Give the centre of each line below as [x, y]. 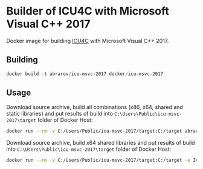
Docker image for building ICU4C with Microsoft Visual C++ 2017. [88, 41]
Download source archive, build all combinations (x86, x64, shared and [95, 107]
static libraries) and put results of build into [60, 114]
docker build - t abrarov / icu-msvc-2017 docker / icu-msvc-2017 [85, 74]
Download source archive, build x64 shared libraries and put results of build [101, 143]
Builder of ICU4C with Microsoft [88, 11]
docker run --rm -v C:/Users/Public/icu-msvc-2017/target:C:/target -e [98, 161]
